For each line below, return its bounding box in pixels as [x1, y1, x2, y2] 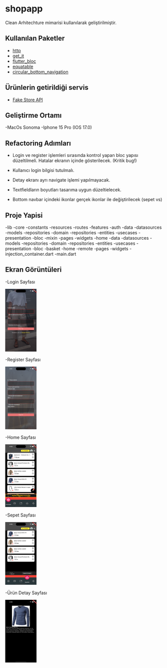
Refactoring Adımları [5, 139, 71, 147]
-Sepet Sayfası [5, 512, 36, 518]
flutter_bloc [12, 58, 36, 64]
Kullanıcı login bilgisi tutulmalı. [12, 168, 74, 174]
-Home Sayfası [5, 434, 36, 440]
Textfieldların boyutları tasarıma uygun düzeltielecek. [12, 187, 121, 193]
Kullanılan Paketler [5, 34, 65, 43]
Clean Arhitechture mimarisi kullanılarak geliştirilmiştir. [5, 20, 116, 26]
